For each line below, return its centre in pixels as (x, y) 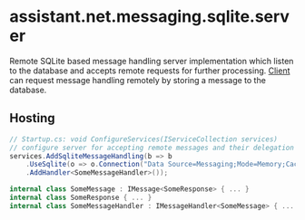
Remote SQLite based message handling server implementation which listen (152, 61)
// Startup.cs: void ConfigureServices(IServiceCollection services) (144, 139)
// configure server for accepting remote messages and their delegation (152, 148)
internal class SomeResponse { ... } (81, 197)
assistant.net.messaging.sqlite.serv (150, 17)
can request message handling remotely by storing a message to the (138, 80)
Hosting (33, 118)
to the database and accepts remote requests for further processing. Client (150, 71)
